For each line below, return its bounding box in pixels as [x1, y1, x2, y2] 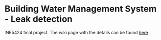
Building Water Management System [4, 3, 157, 14]
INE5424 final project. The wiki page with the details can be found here [4, 29, 148, 35]
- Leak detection [4, 13, 73, 25]
